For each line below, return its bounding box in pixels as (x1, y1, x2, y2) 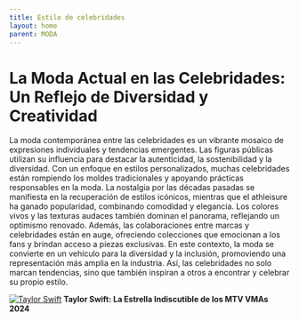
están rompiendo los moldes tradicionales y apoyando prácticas (9, 173, 245, 183)
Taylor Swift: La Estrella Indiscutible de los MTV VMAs (63, 294, 269, 305)
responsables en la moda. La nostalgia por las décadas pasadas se (9, 182, 255, 193)
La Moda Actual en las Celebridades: (9, 68, 287, 88)
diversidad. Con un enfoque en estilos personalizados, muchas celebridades (9, 164, 290, 174)
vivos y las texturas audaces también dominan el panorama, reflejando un (9, 211, 280, 221)
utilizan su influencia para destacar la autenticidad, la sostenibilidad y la (9, 154, 272, 165)
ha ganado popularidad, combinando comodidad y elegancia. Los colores (9, 201, 279, 212)
